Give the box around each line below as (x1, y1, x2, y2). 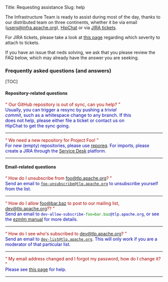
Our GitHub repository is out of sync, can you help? (8, 101, 117, 107)
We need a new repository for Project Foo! (8, 137, 96, 143)
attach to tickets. (5, 40, 40, 46)
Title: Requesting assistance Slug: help (5, 5, 85, 10)
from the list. (5, 186, 31, 192)
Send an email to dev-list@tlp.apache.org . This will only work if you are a (5, 236, 157, 242)
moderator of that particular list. (5, 241, 71, 247)
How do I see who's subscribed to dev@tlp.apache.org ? (8, 231, 124, 237)
